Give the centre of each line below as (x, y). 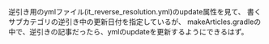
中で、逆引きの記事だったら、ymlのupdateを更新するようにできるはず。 (128, 32)
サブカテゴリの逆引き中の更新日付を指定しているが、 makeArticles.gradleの (135, 22)
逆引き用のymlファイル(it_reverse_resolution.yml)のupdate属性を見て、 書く (135, 12)
